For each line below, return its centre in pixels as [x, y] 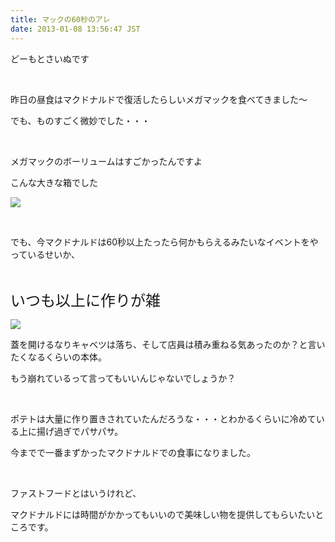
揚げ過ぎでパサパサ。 [80, 431]
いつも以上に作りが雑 [85, 300]
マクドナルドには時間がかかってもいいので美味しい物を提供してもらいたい [163, 514]
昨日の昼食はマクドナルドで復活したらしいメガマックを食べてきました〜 [159, 99]
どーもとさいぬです [50, 58]
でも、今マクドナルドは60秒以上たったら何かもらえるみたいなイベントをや [164, 242]
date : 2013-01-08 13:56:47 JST [75, 29]
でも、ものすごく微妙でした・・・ [80, 120]
